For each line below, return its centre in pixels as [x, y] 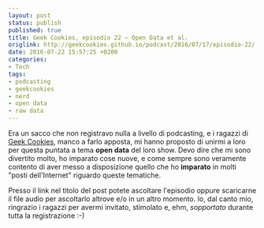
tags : [17, 74]
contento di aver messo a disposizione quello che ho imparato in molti [122, 167]
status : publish [35, 23]
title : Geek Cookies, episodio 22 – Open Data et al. [99, 37]
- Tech [19, 67]
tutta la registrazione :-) [46, 215]
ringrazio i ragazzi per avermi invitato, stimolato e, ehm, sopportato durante [131, 207]
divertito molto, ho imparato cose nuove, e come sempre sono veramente [127, 158]
